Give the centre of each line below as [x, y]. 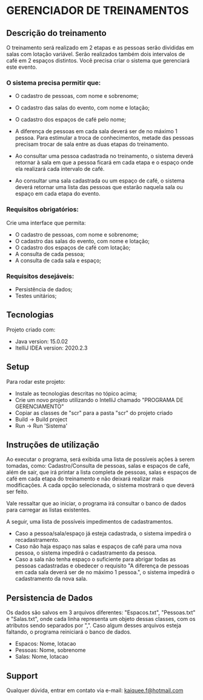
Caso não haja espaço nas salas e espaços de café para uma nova [98, 546]
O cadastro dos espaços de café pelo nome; [70, 120]
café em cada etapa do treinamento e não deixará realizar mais [85, 479]
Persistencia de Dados [49, 598]
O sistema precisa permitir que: [54, 83]
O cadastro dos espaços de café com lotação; [73, 248]
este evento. [22, 67]
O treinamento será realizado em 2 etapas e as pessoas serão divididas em [100, 47]
